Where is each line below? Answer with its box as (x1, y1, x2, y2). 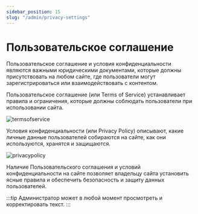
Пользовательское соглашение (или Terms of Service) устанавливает (6, 91, 186, 98)
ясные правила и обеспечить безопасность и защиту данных (6, 176, 165, 184)
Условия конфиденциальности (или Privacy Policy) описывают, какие (6, 127, 184, 134)
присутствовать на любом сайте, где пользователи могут (6, 73, 156, 80)
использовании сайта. (6, 104, 64, 112)
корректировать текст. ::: (6, 201, 71, 208)
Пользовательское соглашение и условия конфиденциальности (6, 60, 172, 68)
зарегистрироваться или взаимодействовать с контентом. (6, 80, 158, 87)
